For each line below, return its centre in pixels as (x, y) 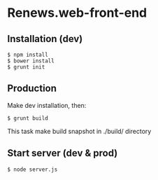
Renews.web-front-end (77, 13)
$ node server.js (33, 169)
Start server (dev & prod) (63, 153)
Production (32, 89)
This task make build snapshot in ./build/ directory (79, 131)
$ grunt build (28, 118)
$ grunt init (26, 67)
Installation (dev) (45, 39)
